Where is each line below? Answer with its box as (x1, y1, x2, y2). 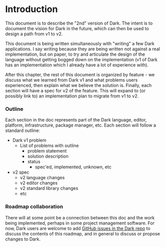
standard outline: (5, 128, 40, 134)
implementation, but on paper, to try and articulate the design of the (5, 51, 145, 57)
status (27, 159, 41, 165)
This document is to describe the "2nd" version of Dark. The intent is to (5, 20, 153, 26)
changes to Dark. (5, 236, 41, 242)
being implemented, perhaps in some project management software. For (5, 220, 154, 226)
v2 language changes (20, 175, 65, 181)
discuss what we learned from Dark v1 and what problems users (5, 77, 138, 83)
